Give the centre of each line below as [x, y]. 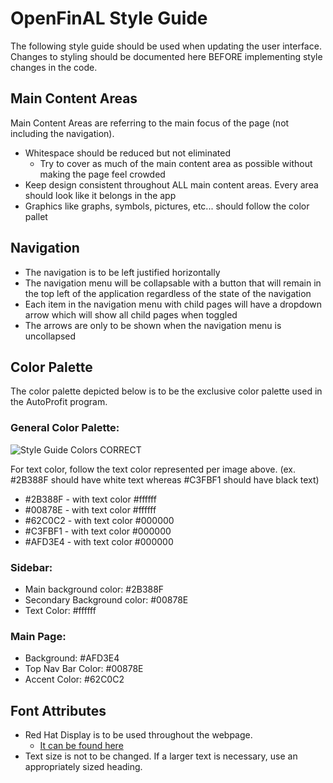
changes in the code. [54, 67]
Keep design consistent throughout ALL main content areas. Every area [171, 184]
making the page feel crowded [102, 174]
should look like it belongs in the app [100, 195]
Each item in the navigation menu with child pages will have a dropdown [173, 304]
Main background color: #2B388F [94, 589]
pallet [36, 216]
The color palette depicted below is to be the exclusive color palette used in [166, 391]
